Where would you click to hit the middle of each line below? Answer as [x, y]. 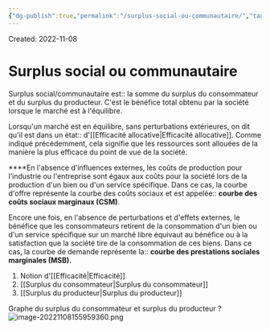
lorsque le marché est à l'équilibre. [65, 110]
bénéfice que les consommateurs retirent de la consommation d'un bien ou [133, 225]
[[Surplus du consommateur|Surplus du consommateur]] [114, 284]
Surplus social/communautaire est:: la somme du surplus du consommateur [133, 93]
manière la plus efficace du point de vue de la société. [98, 152]
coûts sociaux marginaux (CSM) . [64, 201]
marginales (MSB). [40, 260]
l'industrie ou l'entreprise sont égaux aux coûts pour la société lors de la [128, 176]
